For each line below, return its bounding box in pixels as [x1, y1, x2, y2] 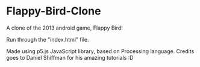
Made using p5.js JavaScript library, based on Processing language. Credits [6, 47, 195, 55]
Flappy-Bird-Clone [6, 4, 101, 18]
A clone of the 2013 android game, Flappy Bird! [6, 24, 123, 31]
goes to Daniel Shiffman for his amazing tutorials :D [6, 54, 134, 61]
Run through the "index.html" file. [6, 36, 89, 43]
